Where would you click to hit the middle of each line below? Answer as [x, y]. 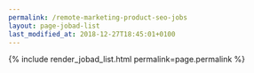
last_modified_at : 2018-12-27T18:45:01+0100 [92, 34]
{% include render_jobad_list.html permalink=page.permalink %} [127, 60]
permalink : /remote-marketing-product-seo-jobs [98, 17]
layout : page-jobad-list [54, 26]
